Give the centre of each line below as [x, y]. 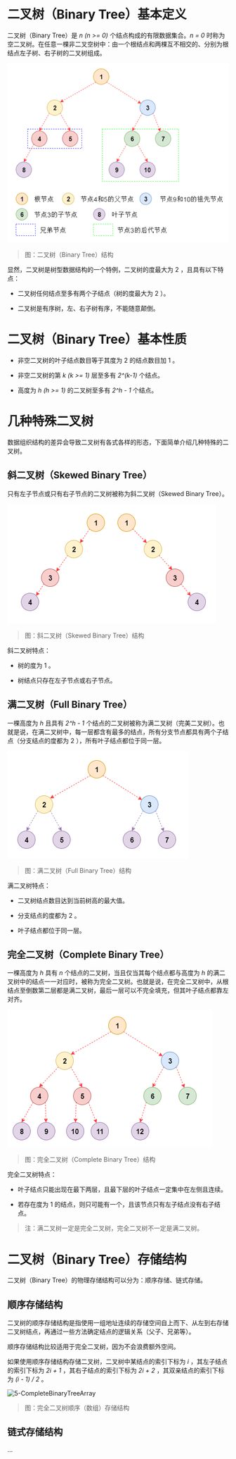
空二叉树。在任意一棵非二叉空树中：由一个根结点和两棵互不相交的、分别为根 [118, 44]
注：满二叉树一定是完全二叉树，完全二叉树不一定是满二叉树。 [114, 1228]
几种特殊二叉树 [51, 422]
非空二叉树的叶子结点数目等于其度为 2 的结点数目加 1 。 [98, 360]
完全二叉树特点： [32, 1174]
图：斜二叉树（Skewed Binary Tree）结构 [84, 635]
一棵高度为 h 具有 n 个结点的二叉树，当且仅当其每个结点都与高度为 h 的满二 [117, 973]
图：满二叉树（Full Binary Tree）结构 [78, 870]
